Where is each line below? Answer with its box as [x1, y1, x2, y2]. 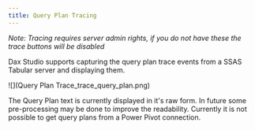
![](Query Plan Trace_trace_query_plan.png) [8, 80, 151, 90]
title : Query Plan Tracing [8, 11, 97, 20]
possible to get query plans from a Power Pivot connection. [8, 112, 201, 122]
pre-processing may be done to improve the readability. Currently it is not [8, 104, 247, 113]
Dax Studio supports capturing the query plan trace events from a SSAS [8, 57, 242, 66]
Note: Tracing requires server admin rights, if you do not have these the [8, 33, 242, 43]
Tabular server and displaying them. [8, 65, 126, 75]
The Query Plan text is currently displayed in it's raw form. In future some [8, 95, 247, 105]
